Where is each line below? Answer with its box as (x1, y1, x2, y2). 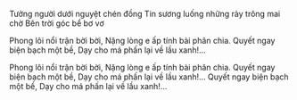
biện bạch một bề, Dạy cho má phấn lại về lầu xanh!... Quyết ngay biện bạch (9, 71, 289, 82)
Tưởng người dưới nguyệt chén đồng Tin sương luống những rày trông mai (9, 9, 281, 19)
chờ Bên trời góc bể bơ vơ (9, 18, 104, 29)
